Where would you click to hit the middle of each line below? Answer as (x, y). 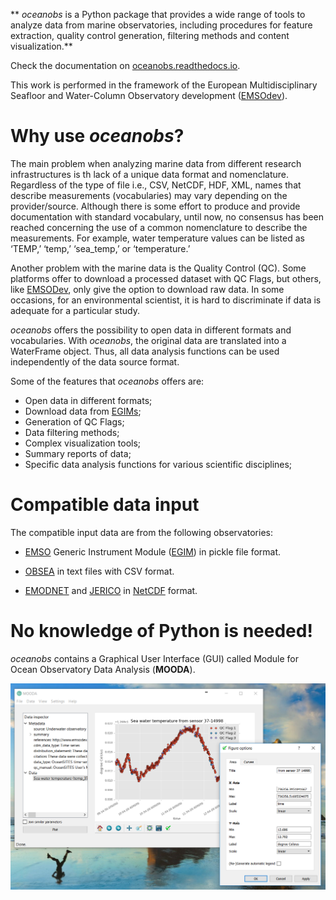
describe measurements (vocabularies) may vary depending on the (149, 195)
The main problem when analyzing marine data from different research (156, 163)
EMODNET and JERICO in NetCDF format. (111, 590)
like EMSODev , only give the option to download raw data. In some (147, 289)
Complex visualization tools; (83, 443)
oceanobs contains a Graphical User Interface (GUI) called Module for (155, 658)
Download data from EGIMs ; (83, 411)
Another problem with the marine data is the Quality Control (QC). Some (158, 268)
